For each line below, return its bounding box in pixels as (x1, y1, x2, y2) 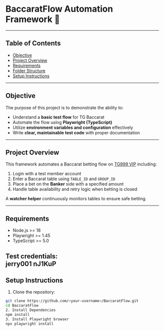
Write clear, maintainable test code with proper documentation (12, 129, 140, 135)
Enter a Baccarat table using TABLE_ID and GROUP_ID (12, 176, 116, 182)
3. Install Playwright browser (5, 316, 69, 322)
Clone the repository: (12, 289, 55, 295)
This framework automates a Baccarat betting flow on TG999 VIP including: (5, 161, 157, 167)
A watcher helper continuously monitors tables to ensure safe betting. (5, 196, 147, 202)
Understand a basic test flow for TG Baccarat (12, 114, 105, 120)
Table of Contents (5, 39, 61, 47)
